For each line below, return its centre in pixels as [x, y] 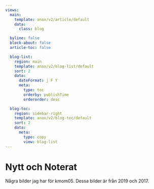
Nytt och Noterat [41, 167]
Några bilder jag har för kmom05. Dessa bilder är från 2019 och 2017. [77, 181]
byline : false [25, 38]
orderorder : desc [42, 99]
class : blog [31, 29]
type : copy [35, 137]
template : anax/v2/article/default [52, 19]
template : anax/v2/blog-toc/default [53, 118]
